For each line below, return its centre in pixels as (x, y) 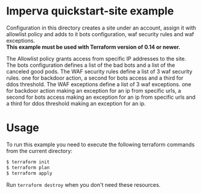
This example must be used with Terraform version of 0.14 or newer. (93, 47)
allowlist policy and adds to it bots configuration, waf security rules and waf (100, 34)
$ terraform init (28, 162)
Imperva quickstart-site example (90, 11)
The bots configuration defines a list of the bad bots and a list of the (91, 65)
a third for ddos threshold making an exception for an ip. (76, 103)
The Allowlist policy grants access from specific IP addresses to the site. (96, 58)
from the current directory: (39, 151)
